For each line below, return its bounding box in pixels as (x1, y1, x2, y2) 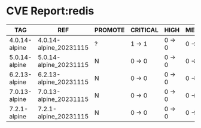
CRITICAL (130, 26, 159, 34)
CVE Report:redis (6, 4, 95, 18)
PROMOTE (95, 26, 125, 34)
